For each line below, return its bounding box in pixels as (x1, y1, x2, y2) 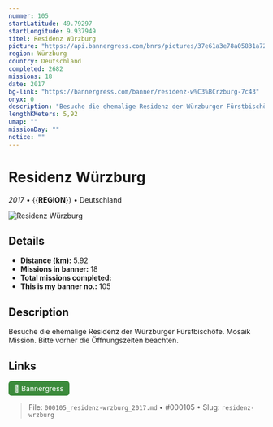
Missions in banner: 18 (19, 264, 98, 274)
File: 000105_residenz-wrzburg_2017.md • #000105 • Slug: (28, 403, 220, 412)
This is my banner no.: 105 (19, 281, 111, 291)
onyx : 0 (8, 95, 35, 103)
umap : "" (8, 118, 38, 126)
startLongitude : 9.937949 (8, 27, 96, 35)
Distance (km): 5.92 (19, 255, 89, 265)
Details (8, 233, 45, 248)
